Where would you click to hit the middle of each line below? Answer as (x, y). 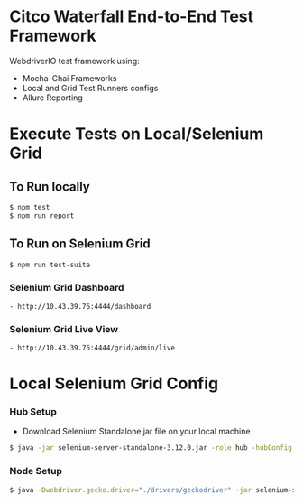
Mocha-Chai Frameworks (69, 78)
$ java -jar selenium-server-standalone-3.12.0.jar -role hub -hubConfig (151, 448)
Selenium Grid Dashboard (67, 288)
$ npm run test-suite (50, 265)
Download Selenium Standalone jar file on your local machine (136, 432)
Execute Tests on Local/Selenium (137, 134)
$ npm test (30, 207)
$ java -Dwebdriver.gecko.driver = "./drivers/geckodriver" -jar (131, 490)
